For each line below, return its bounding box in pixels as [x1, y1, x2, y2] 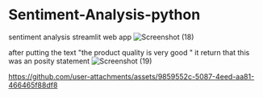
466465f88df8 [8, 80, 58, 90]
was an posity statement [8, 56, 90, 66]
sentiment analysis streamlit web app [8, 32, 132, 42]
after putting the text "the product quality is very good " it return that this [8, 47, 250, 57]
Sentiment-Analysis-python [8, 6, 201, 24]
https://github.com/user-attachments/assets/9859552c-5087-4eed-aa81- [8, 71, 255, 81]
